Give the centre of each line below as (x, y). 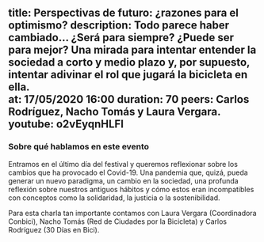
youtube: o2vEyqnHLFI (66, 125)
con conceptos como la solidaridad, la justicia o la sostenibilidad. (114, 198)
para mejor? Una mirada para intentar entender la (132, 50)
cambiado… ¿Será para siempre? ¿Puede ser (121, 38)
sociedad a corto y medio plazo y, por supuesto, (129, 62)
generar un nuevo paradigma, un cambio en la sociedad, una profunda (124, 180)
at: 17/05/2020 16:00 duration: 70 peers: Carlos (129, 99)
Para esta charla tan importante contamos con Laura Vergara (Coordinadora (132, 213)
